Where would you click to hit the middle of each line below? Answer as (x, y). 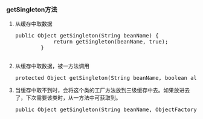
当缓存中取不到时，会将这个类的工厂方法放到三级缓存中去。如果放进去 (102, 90)
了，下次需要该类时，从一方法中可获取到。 (68, 98)
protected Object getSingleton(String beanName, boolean (101, 78)
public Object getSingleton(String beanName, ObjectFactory (106, 110)
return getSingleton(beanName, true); (111, 42)
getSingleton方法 (32, 9)
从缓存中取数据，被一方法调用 (52, 66)
